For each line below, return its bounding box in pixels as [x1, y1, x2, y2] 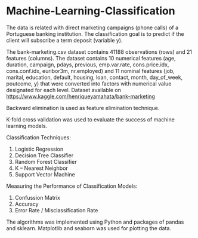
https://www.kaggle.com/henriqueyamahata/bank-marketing [6, 93, 155, 100]
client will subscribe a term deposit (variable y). [6, 36, 123, 44]
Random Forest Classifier [14, 158, 77, 165]
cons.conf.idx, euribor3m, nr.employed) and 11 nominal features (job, [6, 67, 175, 74]
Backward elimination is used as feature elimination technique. [6, 104, 160, 111]
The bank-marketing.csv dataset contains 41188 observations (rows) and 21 [6, 48, 193, 55]
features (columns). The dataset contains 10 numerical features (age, [6, 54, 176, 62]
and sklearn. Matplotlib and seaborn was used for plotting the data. [6, 224, 172, 231]
